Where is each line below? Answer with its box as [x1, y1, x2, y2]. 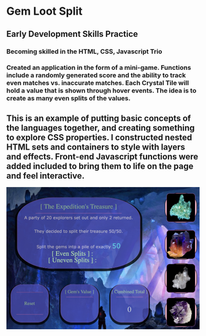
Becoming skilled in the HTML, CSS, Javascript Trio [6, 47, 162, 56]
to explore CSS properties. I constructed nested [6, 132, 193, 142]
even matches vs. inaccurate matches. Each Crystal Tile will [6, 78, 189, 87]
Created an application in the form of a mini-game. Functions [6, 63, 191, 72]
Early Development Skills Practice [6, 29, 138, 39]
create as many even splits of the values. [6, 94, 131, 102]
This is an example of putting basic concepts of [6, 113, 191, 123]
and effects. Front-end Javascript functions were [6, 151, 199, 162]
